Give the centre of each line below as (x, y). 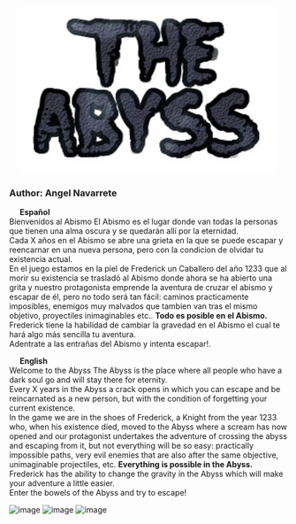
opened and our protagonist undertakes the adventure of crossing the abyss (148, 436)
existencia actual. (41, 259)
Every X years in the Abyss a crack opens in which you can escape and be (145, 389)
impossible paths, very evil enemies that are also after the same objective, (144, 455)
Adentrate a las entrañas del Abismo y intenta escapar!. (110, 344)
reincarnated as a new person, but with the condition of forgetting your (138, 399)
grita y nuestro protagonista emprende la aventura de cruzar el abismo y (141, 288)
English (34, 361)
